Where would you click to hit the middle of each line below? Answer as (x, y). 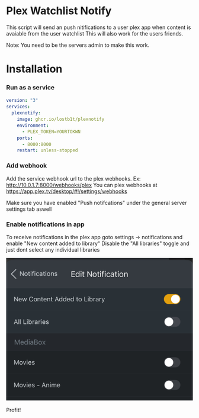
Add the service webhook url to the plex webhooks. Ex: (73, 178)
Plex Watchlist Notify (59, 11)
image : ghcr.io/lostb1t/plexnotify (61, 120)
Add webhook (27, 166)
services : (18, 107)
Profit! (14, 410)
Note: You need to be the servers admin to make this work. (78, 45)
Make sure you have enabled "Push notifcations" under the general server (97, 202)
